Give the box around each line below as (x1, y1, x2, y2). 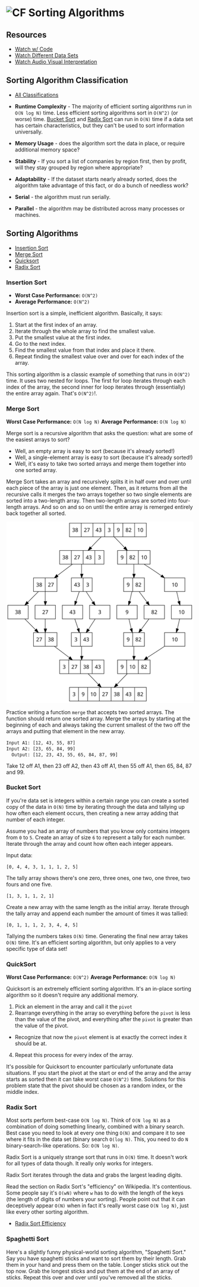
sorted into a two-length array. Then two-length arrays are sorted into (6, 497, 177, 504)
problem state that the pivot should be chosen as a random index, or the (6, 1082, 183, 1089)
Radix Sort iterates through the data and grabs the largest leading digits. (6, 1171, 183, 1179)
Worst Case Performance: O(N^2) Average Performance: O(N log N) (6, 973, 176, 981)
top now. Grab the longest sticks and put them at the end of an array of (6, 1267, 180, 1274)
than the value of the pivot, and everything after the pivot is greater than (14, 1016, 193, 1023)
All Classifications (14, 91, 59, 98)
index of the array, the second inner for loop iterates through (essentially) (6, 383, 186, 390)
